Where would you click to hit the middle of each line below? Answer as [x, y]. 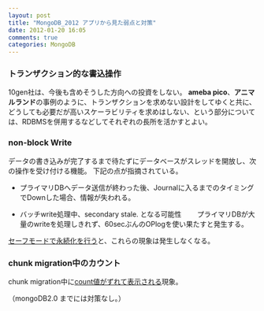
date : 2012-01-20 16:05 [47, 30]
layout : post [30, 15]
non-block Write [40, 143]
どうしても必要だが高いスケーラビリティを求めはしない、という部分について [132, 112]
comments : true [33, 37]
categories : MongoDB [42, 45]
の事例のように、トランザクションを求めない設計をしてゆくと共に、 [146, 102]
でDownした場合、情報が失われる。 [77, 197]
